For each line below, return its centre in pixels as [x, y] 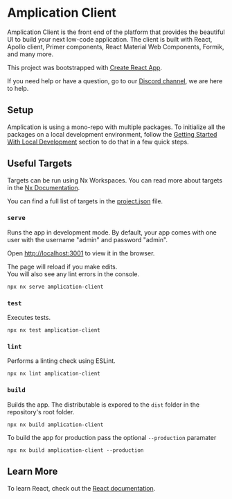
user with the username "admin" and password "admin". [88, 239]
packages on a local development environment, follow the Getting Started [112, 134]
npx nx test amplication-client [54, 330]
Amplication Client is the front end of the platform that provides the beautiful [116, 32]
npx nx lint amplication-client [54, 374]
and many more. [30, 54]
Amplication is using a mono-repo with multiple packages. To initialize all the [116, 127]
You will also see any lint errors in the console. [73, 274]
